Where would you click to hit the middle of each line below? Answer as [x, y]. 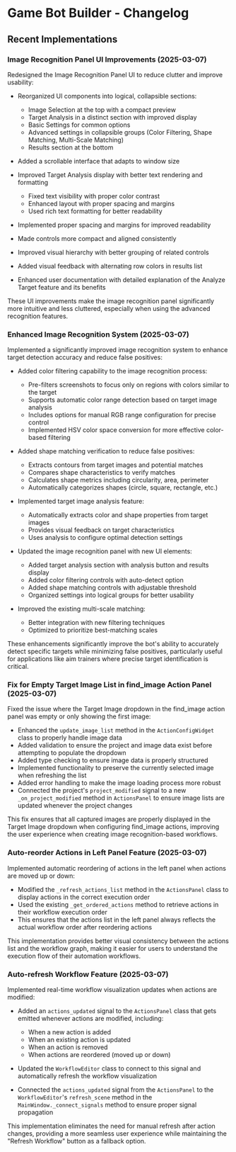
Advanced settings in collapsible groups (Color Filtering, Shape [120, 132]
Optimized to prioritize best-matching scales [93, 630]
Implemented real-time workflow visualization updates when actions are [112, 990]
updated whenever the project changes [75, 806]
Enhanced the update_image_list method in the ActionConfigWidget [116, 730]
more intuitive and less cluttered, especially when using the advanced [109, 308]
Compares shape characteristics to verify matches [101, 473]
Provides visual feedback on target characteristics [101, 530]
